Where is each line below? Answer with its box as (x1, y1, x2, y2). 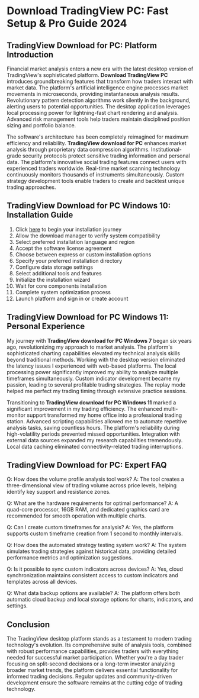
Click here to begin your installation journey (15, 226, 122, 233)
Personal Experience (7, 321, 85, 332)
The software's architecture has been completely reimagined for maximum (7, 133, 189, 140)
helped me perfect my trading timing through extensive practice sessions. (7, 387, 187, 394)
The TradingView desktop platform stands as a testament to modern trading (7, 635, 192, 642)
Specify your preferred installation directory (15, 257, 123, 264)
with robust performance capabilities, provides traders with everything (7, 648, 179, 655)
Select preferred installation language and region (15, 238, 135, 245)
